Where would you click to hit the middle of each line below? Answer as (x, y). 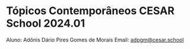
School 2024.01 (45, 23)
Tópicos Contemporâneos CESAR (91, 11)
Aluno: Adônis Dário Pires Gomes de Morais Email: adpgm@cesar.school (95, 40)
